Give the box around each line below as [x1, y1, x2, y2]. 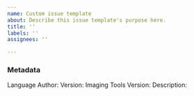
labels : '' [7, 29, 39, 37]
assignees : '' [7, 36, 49, 43]
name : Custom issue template [7, 10, 92, 17]
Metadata [7, 65, 40, 75]
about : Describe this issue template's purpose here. [7, 17, 167, 24]
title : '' [7, 23, 36, 30]
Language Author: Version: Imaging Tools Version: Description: [7, 81, 188, 89]
